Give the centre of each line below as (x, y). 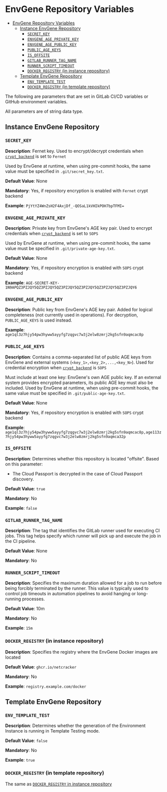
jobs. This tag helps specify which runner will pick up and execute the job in (83, 536)
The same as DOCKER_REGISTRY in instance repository (59, 784)
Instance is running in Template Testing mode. (53, 731)
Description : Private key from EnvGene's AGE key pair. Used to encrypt (79, 228)
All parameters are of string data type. (44, 111)
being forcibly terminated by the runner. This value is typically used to (77, 588)
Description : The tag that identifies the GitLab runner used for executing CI (83, 531)
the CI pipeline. (21, 541)
